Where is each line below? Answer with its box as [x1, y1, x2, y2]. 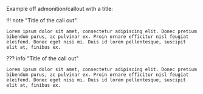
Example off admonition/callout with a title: [6, 5, 114, 12]
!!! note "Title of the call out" [6, 17, 77, 23]
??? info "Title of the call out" [6, 55, 79, 62]
